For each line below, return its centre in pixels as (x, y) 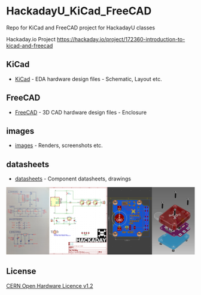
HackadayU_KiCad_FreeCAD (79, 11)
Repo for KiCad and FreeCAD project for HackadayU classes (81, 28)
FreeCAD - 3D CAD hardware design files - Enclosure (81, 112)
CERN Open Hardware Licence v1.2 (50, 285)
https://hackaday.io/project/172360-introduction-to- (121, 39)
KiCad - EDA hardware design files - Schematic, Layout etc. (89, 79)
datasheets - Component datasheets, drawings (73, 179)
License (21, 271)
